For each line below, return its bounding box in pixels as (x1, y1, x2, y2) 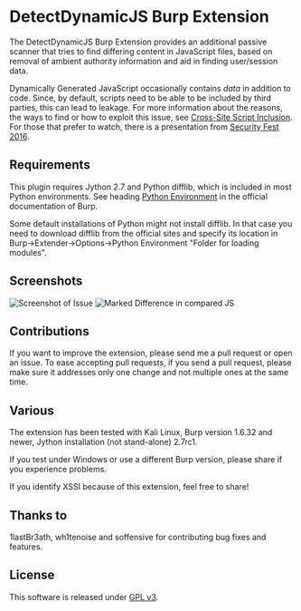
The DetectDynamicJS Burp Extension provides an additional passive (9, 36, 268, 47)
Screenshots (9, 274, 83, 289)
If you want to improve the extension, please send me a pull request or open (9, 347, 293, 359)
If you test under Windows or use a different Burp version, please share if (9, 454, 283, 465)
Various (9, 402, 54, 418)
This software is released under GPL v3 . (9, 591, 159, 602)
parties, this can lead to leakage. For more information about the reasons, (9, 102, 283, 112)
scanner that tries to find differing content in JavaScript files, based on (9, 45, 273, 56)
